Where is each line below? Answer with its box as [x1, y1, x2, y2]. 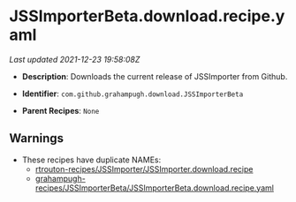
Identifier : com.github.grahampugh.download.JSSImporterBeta [21, 88, 244, 99]
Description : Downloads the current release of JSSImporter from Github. [21, 71, 288, 81]
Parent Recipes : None [21, 105, 100, 116]
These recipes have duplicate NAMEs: [21, 154, 162, 165]
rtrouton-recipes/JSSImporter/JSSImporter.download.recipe [34, 163, 254, 174]
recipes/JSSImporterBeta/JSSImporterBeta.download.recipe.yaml [34, 183, 274, 193]
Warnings [9, 131, 65, 146]
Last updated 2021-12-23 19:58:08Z [9, 54, 140, 64]
